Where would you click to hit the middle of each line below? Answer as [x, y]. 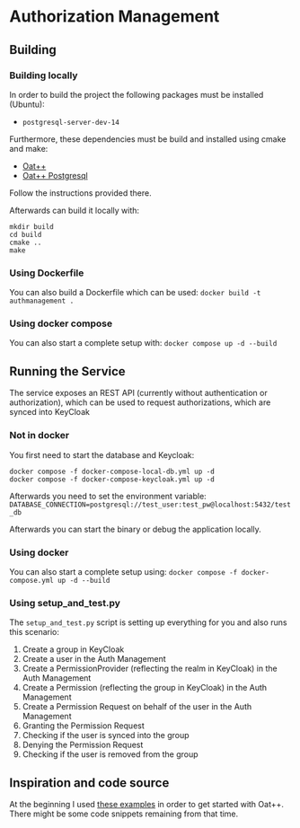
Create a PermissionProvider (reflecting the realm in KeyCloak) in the [150, 669]
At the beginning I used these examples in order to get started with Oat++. [147, 804]
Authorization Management [115, 17]
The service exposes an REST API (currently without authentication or [138, 393]
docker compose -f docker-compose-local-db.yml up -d [112, 471]
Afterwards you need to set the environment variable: [108, 496]
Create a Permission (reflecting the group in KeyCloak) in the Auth [145, 688]
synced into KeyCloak [49, 412]
